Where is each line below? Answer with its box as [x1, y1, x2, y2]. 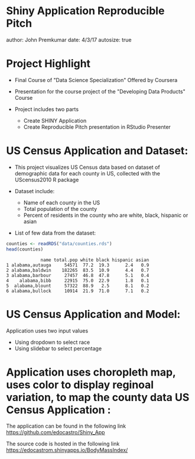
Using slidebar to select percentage [14, 344, 102, 352]
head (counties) [6, 246, 44, 252]
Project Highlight [6, 57, 90, 70]
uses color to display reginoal [6, 378, 154, 391]
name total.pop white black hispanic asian [40, 257, 149, 263]
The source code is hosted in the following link [6, 440, 120, 447]
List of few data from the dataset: [14, 229, 96, 236]
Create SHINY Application [23, 117, 87, 124]
